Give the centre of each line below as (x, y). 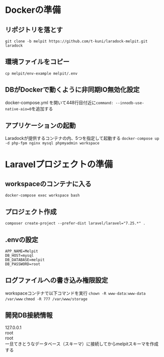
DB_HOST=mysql (20, 256)
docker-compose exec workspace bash (42, 195)
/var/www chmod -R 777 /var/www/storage (46, 299)
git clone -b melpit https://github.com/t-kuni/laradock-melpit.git (76, 41)
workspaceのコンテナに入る (48, 184)
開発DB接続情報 (29, 316)
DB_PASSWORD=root (23, 264)
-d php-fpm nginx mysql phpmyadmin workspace (52, 143)
